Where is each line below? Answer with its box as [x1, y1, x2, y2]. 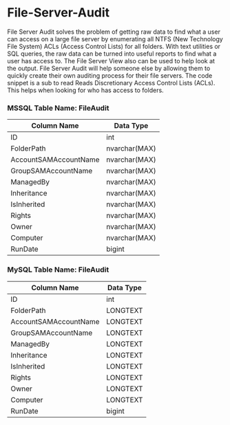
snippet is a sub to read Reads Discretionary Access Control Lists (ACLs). [7, 78, 216, 87]
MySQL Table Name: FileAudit [7, 265, 109, 274]
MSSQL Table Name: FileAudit [7, 103, 109, 113]
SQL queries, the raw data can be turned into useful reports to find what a [7, 50, 217, 58]
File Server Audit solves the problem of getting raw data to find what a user [7, 28, 220, 36]
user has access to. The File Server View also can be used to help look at [7, 56, 216, 65]
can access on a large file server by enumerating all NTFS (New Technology [7, 34, 224, 43]
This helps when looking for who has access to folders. [7, 86, 164, 94]
